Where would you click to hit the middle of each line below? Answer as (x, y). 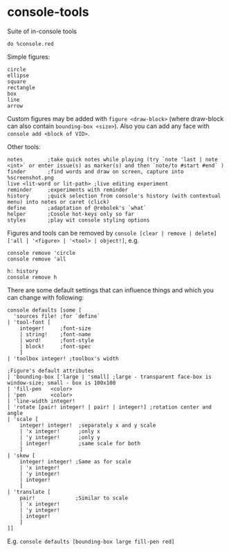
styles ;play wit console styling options (78, 220)
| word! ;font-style (57, 340)
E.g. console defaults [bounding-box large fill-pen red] (91, 541)
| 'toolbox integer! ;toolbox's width (63, 358)
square (17, 81)
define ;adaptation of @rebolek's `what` (77, 208)
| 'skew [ (21, 455)
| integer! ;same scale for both (80, 443)
